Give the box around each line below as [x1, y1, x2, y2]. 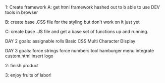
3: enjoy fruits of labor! [5, 72, 52, 78]
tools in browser [5, 9, 38, 15]
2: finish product [5, 63, 39, 68]
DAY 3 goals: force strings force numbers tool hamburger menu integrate [5, 48, 155, 53]
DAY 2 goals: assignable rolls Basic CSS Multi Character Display [5, 38, 136, 44]
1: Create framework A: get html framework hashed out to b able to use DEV [5, 4, 160, 10]
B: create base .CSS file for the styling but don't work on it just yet [5, 19, 140, 25]
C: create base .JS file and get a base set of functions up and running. [5, 29, 149, 34]
